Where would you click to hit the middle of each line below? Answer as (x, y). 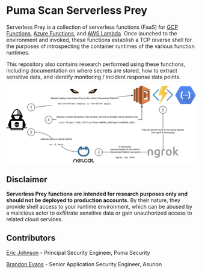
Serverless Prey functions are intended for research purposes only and (97, 194)
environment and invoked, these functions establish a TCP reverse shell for (99, 40)
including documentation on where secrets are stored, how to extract (92, 70)
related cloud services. (35, 219)
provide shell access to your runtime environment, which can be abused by (99, 206)
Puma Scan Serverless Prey (77, 10)
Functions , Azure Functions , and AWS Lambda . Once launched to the (92, 33)
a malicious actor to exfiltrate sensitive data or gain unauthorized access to (99, 213)
